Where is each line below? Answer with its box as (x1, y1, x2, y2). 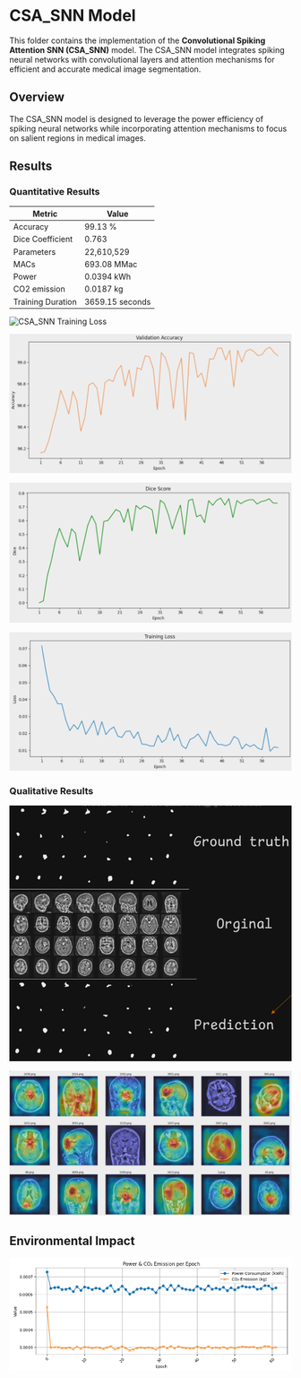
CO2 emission (13, 283, 65, 294)
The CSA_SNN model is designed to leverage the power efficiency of (9, 113, 264, 124)
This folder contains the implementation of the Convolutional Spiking (9, 35, 266, 46)
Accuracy (13, 222, 49, 232)
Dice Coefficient (13, 234, 73, 245)
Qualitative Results (9, 784, 94, 797)
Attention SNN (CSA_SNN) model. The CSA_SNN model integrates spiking (9, 44, 285, 55)
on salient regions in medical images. (9, 132, 146, 144)
